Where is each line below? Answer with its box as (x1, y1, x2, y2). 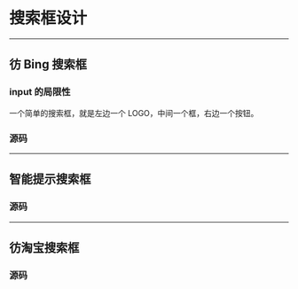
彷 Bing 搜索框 (9, 57, 87, 72)
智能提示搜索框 (9, 172, 91, 187)
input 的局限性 (9, 86, 71, 98)
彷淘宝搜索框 (9, 240, 80, 255)
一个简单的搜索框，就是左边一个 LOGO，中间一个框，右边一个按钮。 (9, 107, 259, 118)
